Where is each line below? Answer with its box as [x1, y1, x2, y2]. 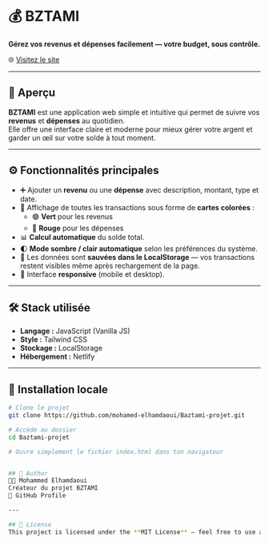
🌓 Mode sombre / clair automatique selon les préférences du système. [19, 243, 258, 254]
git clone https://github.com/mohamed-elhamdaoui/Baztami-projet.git [8, 412, 246, 420]
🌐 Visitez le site [8, 55, 60, 64]
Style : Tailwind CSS [19, 335, 88, 344]
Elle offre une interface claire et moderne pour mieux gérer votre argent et [8, 124, 253, 134]
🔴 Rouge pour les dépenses [31, 223, 124, 233]
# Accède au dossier [8, 425, 78, 434]
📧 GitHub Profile [8, 492, 66, 500]
